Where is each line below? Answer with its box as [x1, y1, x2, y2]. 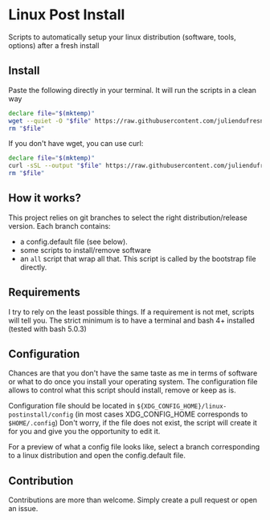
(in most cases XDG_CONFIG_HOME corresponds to [75, 409, 248, 419]
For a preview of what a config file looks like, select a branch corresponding [8, 442, 260, 452]
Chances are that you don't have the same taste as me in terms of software [8, 368, 258, 378]
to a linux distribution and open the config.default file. [8, 451, 186, 461]
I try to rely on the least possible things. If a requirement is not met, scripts [8, 307, 255, 316]
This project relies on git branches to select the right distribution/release [8, 213, 247, 222]
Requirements [8, 286, 80, 299]
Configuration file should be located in [8, 401, 135, 411]
